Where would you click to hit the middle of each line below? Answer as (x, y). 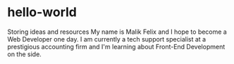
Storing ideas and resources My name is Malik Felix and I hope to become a (117, 32)
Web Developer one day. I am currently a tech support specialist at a (107, 39)
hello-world (42, 12)
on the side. (25, 54)
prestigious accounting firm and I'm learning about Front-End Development (116, 46)
